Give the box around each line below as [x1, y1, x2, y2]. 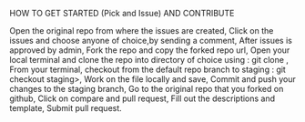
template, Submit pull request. [9, 103, 123, 113]
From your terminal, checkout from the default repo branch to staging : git [9, 64, 287, 75]
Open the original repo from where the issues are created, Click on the [9, 25, 274, 36]
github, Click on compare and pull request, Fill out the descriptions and [9, 93, 276, 104]
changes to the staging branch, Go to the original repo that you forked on [9, 84, 284, 94]
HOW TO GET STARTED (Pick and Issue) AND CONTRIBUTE [9, 8, 235, 18]
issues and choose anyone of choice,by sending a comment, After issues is [9, 36, 293, 46]
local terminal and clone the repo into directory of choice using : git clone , [9, 55, 290, 65]
